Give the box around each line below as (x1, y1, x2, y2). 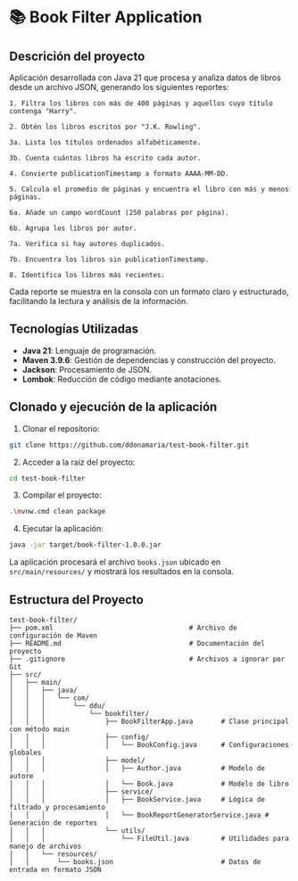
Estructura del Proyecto (9, 592, 145, 607)
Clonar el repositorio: (21, 423, 100, 433)
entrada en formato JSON (9, 865, 102, 874)
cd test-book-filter (9, 473, 87, 482)
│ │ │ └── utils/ (9, 826, 145, 835)
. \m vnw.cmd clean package (9, 507, 105, 516)
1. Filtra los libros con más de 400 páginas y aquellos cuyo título (9, 99, 274, 108)
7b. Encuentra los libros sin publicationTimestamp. (9, 255, 210, 264)
